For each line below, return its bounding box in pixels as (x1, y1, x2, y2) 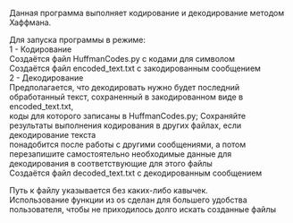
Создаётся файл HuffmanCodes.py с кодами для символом (9, 54, 235, 64)
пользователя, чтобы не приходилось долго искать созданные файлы (9, 204, 277, 214)
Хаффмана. (9, 17, 52, 28)
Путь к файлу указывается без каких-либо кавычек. (9, 185, 208, 195)
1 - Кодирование (9, 44, 72, 55)
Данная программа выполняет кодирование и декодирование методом (9, 8, 285, 18)
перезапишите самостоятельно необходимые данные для (9, 149, 232, 159)
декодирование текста (9, 130, 96, 140)
